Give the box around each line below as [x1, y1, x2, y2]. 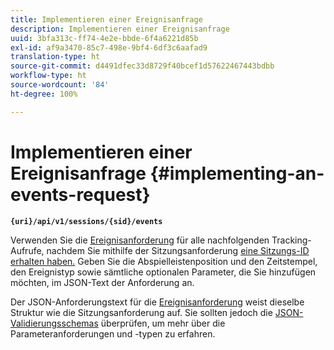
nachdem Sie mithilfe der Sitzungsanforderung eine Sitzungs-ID [46, 244, 310, 256]
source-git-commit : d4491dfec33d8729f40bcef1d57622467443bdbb [10, 61, 275, 71]
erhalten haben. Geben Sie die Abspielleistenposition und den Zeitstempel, [10, 255, 318, 267]
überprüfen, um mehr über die [100, 317, 226, 329]
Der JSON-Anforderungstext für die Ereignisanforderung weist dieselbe [10, 296, 305, 308]
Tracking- [271, 234, 312, 246]
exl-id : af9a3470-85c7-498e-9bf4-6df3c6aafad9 [10, 42, 208, 53]
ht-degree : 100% [10, 89, 78, 99]
